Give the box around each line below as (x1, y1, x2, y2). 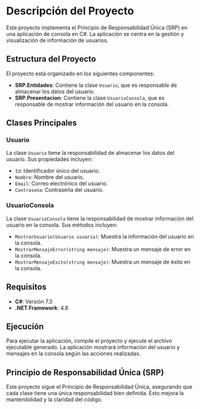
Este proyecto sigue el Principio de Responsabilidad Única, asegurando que (6, 383, 193, 390)
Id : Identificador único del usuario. (14, 167, 100, 175)
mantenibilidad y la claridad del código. (6, 396, 103, 403)
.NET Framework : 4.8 (14, 304, 69, 312)
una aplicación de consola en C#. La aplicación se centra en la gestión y (6, 30, 184, 37)
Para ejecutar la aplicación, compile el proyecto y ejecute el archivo (6, 337, 173, 344)
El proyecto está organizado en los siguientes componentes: (6, 70, 155, 77)
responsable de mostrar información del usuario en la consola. (14, 100, 169, 108)
